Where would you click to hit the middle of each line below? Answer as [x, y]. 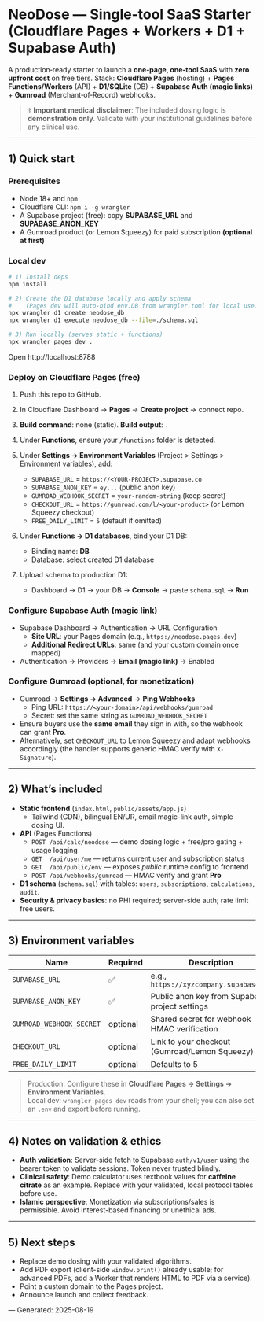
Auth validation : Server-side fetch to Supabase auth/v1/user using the [134, 1160]
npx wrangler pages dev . [50, 342]
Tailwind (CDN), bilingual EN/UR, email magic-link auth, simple [132, 817]
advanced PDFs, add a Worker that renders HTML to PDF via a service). [136, 1278]
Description [211, 963]
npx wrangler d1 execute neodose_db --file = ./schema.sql [103, 320]
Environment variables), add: [66, 464]
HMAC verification [184, 1029]
